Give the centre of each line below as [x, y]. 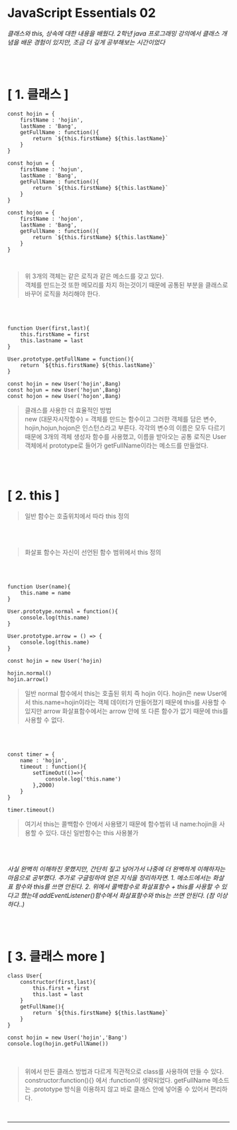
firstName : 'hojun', [51, 169]
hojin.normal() [30, 673]
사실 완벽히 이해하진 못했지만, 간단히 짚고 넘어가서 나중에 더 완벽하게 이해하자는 [116, 869]
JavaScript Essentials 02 [82, 13]
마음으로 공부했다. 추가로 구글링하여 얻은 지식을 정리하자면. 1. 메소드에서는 [109, 877]
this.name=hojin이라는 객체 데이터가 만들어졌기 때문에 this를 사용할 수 [129, 702]
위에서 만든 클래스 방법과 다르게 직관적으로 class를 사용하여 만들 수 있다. [124, 1071]
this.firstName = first [55, 334]
